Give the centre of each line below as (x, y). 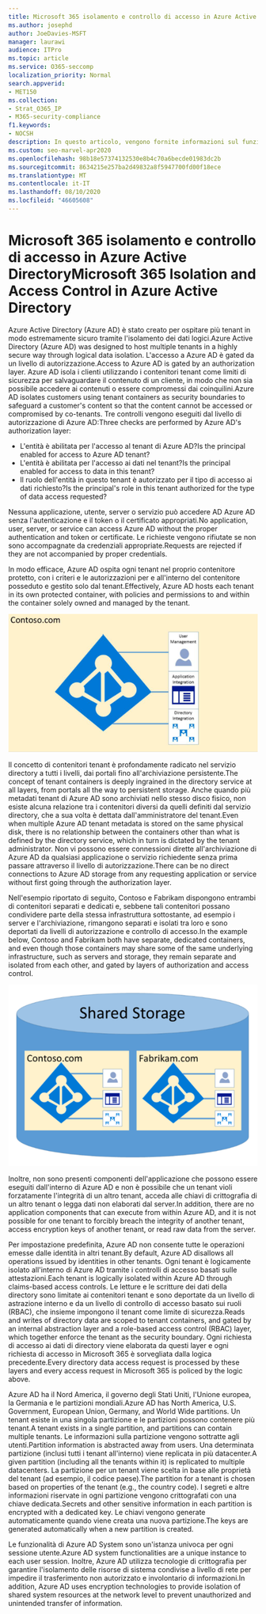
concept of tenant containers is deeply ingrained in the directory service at (130, 781)
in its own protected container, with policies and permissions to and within (129, 594)
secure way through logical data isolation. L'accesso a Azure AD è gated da (131, 355)
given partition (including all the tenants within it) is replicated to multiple (127, 1461)
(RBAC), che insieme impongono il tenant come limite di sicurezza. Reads (127, 1312)
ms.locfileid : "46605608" (51, 201)
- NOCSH (21, 134)
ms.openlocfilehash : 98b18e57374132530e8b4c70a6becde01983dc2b (115, 158)
